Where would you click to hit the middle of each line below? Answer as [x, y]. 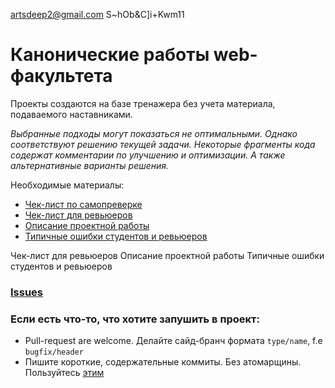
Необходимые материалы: [67, 185]
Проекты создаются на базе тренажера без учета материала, [143, 103]
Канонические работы [110, 55]
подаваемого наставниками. [71, 114]
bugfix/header [54, 352]
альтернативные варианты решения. [90, 165]
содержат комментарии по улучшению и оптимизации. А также [148, 155]
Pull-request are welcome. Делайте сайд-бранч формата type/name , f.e [173, 341]
